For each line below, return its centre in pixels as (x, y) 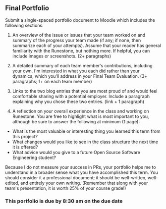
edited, (12, 183)
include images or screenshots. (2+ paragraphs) (62, 56)
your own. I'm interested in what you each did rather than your (76, 71)
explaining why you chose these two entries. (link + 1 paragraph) (78, 102)
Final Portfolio (27, 8)
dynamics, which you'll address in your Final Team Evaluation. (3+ (80, 76)
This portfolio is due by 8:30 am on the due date (64, 201)
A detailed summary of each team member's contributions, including (82, 65)
